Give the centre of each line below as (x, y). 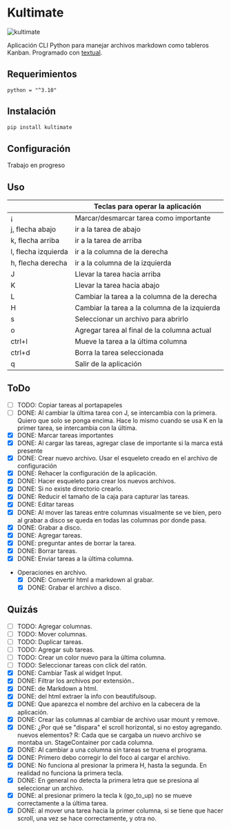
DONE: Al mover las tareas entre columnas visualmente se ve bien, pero (119, 512)
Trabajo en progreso (36, 165)
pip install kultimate (40, 127)
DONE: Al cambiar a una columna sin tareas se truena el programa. (112, 750)
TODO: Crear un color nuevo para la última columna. (91, 658)
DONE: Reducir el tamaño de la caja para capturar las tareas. (103, 497)
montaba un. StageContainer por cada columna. (85, 742)
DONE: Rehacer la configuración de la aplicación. (87, 474)
